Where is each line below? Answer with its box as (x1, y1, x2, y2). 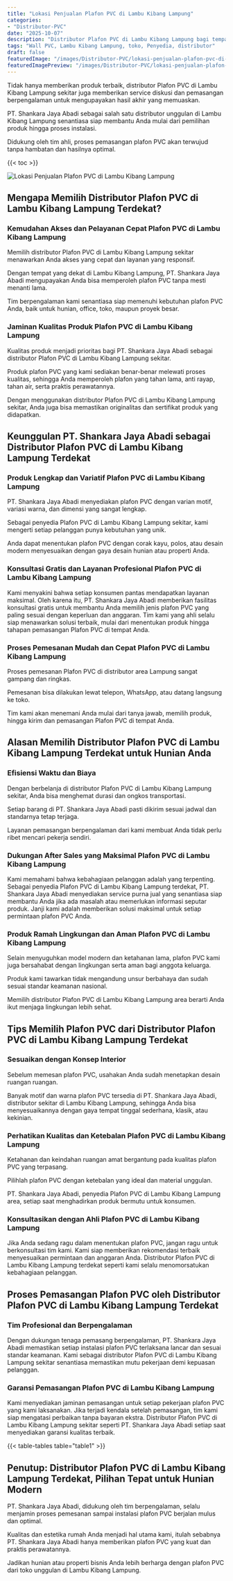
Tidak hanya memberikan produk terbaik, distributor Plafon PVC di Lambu (7, 81, 218, 89)
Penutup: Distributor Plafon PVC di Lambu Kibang (7, 1461, 226, 1474)
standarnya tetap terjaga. (7, 812, 80, 820)
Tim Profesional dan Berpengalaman (7, 1320, 133, 1330)
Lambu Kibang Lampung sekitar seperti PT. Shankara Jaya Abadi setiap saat (7, 1421, 226, 1429)
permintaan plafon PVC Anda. (7, 911, 92, 920)
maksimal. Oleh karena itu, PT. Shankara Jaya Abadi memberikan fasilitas (7, 596, 217, 604)
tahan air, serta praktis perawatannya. (7, 382, 116, 390)
